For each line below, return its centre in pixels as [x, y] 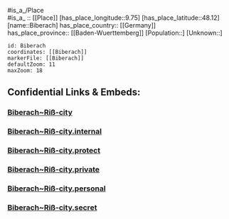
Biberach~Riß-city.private [54, 169]
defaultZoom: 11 [31, 64]
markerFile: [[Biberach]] [46, 58]
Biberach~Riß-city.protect [54, 150]
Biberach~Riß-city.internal [54, 132]
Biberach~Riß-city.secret [52, 207]
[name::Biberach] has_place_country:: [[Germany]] [82, 25]
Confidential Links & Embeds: [74, 92]
